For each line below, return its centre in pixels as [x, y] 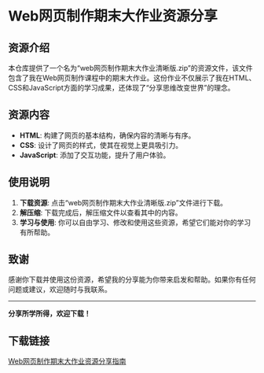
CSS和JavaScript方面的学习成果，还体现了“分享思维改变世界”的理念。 [121, 88]
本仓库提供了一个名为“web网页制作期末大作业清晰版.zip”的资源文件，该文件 [130, 68]
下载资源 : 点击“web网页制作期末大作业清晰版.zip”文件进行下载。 [123, 202]
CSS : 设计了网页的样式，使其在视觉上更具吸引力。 [101, 145]
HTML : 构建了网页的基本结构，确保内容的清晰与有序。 [107, 135]
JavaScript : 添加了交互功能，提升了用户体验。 [95, 155]
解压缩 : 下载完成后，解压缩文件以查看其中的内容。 [101, 212]
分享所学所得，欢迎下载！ [49, 314]
